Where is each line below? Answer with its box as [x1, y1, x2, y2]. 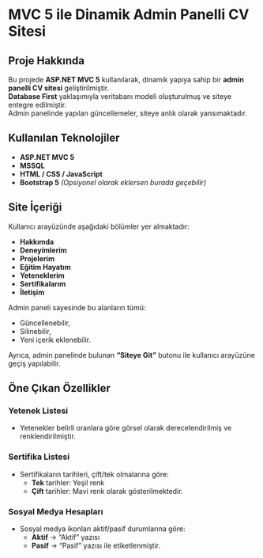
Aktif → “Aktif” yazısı [31, 532, 100, 541]
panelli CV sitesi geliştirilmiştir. [8, 83, 110, 93]
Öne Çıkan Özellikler [8, 381, 111, 395]
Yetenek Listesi [8, 405, 69, 416]
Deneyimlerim [19, 245, 67, 255]
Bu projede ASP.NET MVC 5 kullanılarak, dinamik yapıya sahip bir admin [8, 75, 245, 84]
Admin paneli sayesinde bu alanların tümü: [8, 302, 146, 312]
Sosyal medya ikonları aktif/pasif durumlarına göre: [19, 524, 186, 533]
